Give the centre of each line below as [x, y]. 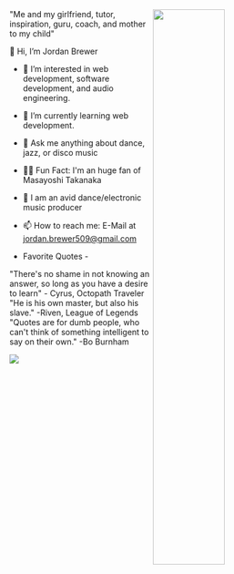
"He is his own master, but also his [74, 303]
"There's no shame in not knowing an [80, 274]
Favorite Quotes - [56, 256]
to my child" [32, 34]
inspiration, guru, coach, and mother [78, 24]
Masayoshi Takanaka [62, 180]
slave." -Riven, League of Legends [74, 313]
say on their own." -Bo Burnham [69, 342]
